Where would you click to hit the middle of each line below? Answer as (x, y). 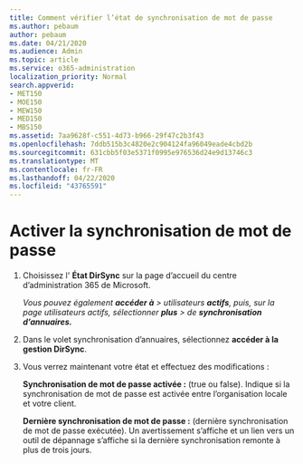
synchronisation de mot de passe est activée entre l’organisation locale (155, 394)
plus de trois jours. (57, 450)
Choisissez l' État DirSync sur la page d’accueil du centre (129, 275)
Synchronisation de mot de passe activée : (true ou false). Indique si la (156, 384)
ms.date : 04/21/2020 (48, 43)
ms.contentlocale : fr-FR (56, 169)
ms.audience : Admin (46, 52)
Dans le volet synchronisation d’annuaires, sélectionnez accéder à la (150, 340)
